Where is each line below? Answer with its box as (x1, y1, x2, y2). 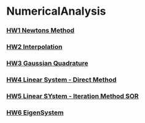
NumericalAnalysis (6, 4, 106, 18)
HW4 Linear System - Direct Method (6, 75, 117, 84)
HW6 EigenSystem (6, 108, 64, 117)
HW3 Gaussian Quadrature (6, 59, 88, 67)
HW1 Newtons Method (6, 26, 75, 35)
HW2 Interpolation (6, 43, 63, 51)
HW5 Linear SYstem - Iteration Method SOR (6, 92, 139, 100)
